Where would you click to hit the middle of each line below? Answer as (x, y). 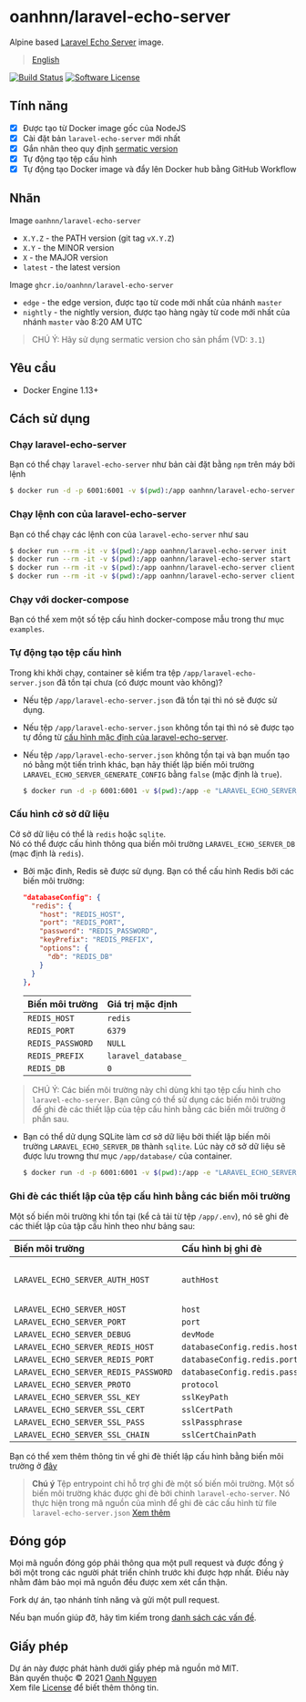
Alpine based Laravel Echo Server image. (87, 42)
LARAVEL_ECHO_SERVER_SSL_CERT (80, 1409)
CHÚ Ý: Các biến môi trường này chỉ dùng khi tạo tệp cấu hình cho (156, 1090)
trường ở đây (33, 1466)
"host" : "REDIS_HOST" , (82, 914)
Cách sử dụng (50, 419)
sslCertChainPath (219, 1434)
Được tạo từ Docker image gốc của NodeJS (104, 128)
